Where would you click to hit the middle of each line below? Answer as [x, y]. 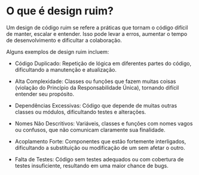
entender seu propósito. [45, 94]
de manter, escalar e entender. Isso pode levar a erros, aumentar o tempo [97, 33]
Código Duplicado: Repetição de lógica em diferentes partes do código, [103, 63]
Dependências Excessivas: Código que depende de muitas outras [96, 105]
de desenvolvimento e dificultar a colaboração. [64, 40]
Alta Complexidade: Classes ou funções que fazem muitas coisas [95, 81]
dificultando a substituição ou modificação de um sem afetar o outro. [100, 148]
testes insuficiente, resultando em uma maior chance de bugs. [92, 165]
